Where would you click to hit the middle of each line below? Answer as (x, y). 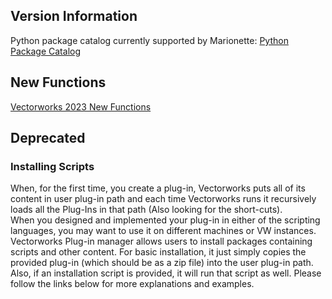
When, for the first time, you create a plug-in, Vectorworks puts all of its (158, 188)
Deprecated (48, 138)
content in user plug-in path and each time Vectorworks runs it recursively (163, 199)
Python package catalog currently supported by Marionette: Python (149, 40)
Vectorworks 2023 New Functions (81, 106)
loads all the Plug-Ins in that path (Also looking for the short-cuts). (146, 210)
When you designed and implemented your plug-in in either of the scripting (165, 220)
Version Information (74, 16)
